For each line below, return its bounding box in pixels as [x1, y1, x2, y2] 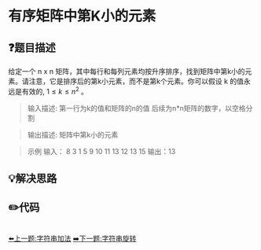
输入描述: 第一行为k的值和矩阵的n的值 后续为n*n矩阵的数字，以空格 [27, 103, 246, 112]
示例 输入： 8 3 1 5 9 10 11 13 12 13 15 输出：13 [27, 146, 176, 156]
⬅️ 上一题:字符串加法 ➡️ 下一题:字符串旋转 [8, 233, 137, 243]
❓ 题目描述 [8, 41, 57, 54]
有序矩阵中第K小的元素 [8, 7, 156, 25]
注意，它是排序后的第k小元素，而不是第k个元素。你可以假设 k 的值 [28, 76, 244, 86]
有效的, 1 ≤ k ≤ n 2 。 [21, 86, 88, 96]
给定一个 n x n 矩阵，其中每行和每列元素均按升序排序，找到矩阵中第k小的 [8, 67, 245, 75]
